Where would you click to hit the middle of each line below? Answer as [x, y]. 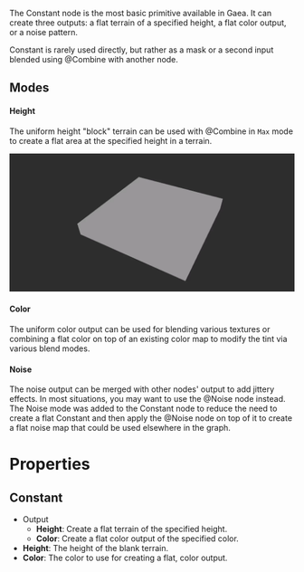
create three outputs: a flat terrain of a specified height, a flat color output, [148, 23]
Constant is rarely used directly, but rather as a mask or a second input [142, 50]
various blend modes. [50, 348]
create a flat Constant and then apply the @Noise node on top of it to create [151, 418]
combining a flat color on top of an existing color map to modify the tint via [148, 338]
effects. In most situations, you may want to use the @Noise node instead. [148, 399]
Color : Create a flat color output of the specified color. [138, 539]
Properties [50, 464]
